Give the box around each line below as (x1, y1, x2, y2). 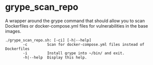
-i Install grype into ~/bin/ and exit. (23, 51, 125, 56)
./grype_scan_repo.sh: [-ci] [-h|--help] (5, 37, 92, 43)
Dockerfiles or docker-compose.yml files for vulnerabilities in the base (5, 23, 148, 29)
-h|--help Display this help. (23, 55, 87, 60)
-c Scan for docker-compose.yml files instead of (23, 42, 145, 47)
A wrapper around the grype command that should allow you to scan (5, 18, 145, 24)
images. (5, 28, 21, 34)
